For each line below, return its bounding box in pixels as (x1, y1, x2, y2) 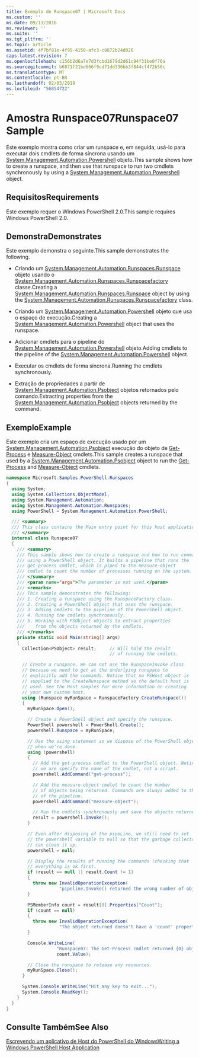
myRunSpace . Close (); (27, 967, 78, 973)
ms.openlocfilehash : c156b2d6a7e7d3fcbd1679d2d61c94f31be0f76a (6, 58, 166, 64)
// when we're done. (27, 743, 78, 750)
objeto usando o (14, 271, 55, 279)
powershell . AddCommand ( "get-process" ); (32, 771, 131, 777)
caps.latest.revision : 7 (6, 53, 68, 59)
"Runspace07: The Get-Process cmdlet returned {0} (56, 946, 184, 951)
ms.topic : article (6, 42, 52, 48)
